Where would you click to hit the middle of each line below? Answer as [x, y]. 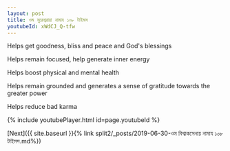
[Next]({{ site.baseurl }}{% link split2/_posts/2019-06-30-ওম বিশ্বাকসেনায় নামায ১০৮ [115, 133]
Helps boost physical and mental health [63, 72]
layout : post [26, 13]
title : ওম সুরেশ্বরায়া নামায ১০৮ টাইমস [48, 20]
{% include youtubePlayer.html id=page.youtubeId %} [84, 120]
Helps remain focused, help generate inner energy [79, 59]
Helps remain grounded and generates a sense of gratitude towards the [109, 86]
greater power [27, 93]
